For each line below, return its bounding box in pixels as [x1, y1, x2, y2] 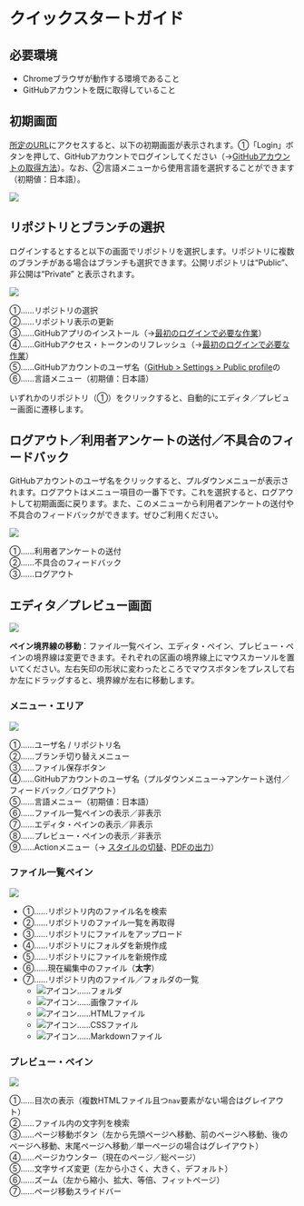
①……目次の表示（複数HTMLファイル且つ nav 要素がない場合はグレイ [9, 1095, 269, 1106]
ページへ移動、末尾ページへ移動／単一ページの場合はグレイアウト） [9, 1141, 264, 1151]
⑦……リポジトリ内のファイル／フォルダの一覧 [22, 973, 200, 984]
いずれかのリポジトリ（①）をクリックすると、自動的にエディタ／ [9, 392, 259, 403]
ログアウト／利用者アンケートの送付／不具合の [9, 433, 272, 448]
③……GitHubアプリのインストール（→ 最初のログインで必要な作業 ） [9, 327, 267, 338]
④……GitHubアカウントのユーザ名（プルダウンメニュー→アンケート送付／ [9, 773, 290, 784]
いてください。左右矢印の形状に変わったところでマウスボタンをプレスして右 [9, 663, 295, 674]
